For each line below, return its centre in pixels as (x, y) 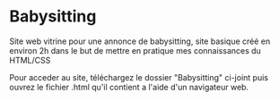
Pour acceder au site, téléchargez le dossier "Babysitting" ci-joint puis (139, 77)
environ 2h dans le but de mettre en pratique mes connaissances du (135, 50)
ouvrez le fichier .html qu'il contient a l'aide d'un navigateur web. (129, 87)
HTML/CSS (30, 60)
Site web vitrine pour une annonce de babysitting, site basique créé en (140, 41)
